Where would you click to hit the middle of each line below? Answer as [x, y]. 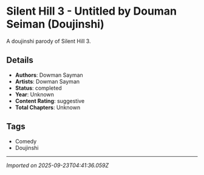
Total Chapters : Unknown [48, 107]
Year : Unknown [35, 94]
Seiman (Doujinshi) [55, 24]
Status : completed [38, 88]
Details [20, 60]
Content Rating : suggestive [50, 101]
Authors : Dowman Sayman [49, 75]
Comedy [26, 141]
